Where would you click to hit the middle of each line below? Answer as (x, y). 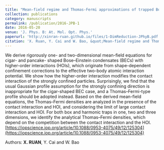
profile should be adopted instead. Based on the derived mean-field (73, 96)
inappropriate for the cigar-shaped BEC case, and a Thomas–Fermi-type (78, 91)
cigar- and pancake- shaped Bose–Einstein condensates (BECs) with (74, 60)
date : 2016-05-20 (23, 28)
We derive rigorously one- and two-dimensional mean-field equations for (79, 55)
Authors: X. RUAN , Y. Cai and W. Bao (42, 142)
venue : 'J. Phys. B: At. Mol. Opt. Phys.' (49, 32)
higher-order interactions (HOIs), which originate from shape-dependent (78, 65)
